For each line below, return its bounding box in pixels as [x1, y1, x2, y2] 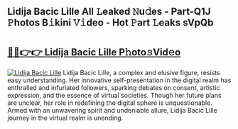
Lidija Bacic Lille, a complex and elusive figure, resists [63, 69, 220, 77]
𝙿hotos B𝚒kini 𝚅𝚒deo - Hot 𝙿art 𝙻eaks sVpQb [7, 17, 214, 29]
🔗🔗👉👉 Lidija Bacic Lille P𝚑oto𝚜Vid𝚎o [7, 46, 181, 58]
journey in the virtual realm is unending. [7, 113, 124, 122]
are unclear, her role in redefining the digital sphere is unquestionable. [7, 99, 213, 107]
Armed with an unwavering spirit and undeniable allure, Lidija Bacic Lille [7, 106, 218, 114]
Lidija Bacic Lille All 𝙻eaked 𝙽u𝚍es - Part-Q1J [7, 6, 211, 18]
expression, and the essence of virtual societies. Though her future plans [7, 91, 222, 99]
